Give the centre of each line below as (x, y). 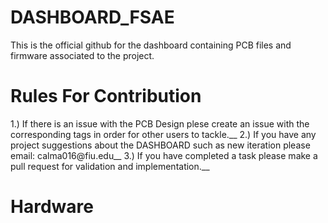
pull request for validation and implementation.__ (110, 166)
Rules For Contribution (106, 96)
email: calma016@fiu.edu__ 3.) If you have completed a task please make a (164, 155)
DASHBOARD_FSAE (92, 17)
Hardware (52, 207)
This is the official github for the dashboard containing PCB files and (151, 45)
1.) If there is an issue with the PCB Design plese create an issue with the (160, 123)
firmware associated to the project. (82, 55)
